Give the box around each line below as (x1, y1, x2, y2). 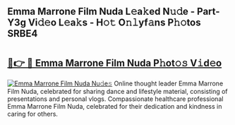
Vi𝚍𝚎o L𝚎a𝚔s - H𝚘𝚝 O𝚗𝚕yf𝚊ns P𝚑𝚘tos (28, 17, 201, 29)
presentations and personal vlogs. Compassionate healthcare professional (7, 95, 224, 103)
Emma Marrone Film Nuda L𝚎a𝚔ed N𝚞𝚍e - (7, 6, 195, 18)
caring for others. (7, 109, 59, 118)
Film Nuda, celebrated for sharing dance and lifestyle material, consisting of (7, 88, 228, 95)
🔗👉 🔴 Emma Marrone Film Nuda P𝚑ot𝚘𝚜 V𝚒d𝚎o (7, 56, 222, 69)
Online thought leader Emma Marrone (114, 79, 224, 88)
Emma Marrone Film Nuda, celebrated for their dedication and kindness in (7, 102, 222, 110)
